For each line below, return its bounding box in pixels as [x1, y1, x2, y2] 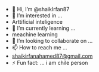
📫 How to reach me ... [11, 44, 67, 51]
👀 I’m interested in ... [11, 12, 63, 19]
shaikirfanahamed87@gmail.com [11, 52, 93, 60]
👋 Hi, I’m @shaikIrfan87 [11, 6, 70, 12]
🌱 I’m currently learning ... [11, 24, 76, 32]
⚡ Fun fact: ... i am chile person [11, 60, 88, 66]
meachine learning [11, 31, 58, 38]
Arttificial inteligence [11, 18, 63, 25]
